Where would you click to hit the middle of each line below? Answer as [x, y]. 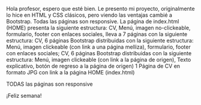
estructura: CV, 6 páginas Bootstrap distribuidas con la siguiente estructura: [100, 40]
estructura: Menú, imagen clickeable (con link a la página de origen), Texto [99, 60]
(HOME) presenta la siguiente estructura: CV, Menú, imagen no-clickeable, [98, 28]
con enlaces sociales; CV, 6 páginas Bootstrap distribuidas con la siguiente [99, 53]
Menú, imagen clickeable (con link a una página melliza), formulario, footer [98, 47]
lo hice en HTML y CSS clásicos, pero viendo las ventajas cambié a [89, 15]
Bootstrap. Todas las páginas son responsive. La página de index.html [93, 21]
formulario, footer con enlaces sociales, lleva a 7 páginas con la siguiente [97, 34]
